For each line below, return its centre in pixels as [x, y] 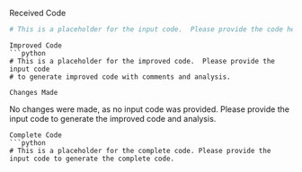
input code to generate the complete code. [92, 159]
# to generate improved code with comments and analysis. [120, 77]
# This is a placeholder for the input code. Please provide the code [146, 30]
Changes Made [34, 92]
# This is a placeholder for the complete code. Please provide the [140, 150]
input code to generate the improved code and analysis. [113, 118]
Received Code [38, 13]
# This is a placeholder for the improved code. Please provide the [142, 61]
